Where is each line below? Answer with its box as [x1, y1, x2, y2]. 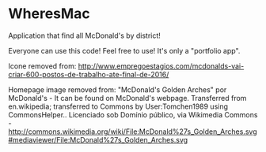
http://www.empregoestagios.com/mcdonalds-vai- [78, 61, 245, 71]
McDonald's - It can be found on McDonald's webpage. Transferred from [8, 93, 247, 102]
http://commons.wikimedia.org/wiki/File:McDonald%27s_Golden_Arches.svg [8, 127, 257, 136]
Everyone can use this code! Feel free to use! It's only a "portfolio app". [8, 46, 241, 55]
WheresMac [8, 5, 91, 23]
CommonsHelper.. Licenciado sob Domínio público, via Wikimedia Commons [8, 109, 258, 119]
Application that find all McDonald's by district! [8, 31, 161, 40]
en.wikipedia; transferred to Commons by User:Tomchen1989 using [8, 102, 228, 111]
